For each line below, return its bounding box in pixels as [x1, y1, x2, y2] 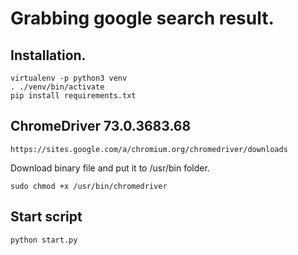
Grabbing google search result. [10, 7, 275, 30]
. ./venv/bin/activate [10, 82, 105, 92]
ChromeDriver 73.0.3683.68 [10, 118, 192, 135]
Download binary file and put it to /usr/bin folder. [10, 162, 210, 174]
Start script [10, 208, 83, 226]
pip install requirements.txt [10, 91, 137, 101]
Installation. [10, 47, 87, 64]
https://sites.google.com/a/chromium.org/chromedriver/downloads [10, 144, 288, 154]
